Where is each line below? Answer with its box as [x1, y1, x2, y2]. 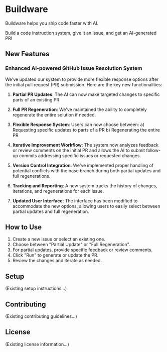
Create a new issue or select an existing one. [12, 236, 105, 242]
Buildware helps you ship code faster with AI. [5, 20, 99, 26]
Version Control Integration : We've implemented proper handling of [12, 162, 154, 168]
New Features [5, 50, 50, 58]
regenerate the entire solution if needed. [12, 111, 96, 118]
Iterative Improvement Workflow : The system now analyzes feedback [12, 142, 159, 148]
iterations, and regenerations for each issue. [12, 188, 104, 194]
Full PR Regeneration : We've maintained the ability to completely [12, 106, 147, 112]
